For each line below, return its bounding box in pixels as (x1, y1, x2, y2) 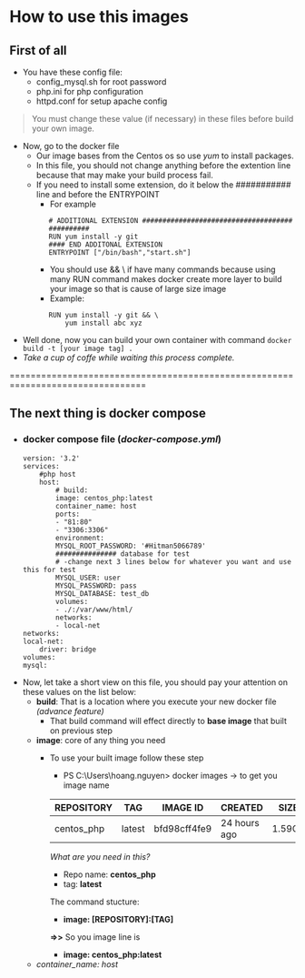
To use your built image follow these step (49, 752, 204, 763)
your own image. (31, 123, 95, 134)
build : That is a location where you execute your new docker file (35, 696, 277, 707)
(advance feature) (35, 705, 104, 716)
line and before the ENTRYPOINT (35, 189, 161, 199)
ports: (55, 509, 81, 519)
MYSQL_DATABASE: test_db (55, 589, 150, 598)
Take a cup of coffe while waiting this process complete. (22, 352, 235, 363)
